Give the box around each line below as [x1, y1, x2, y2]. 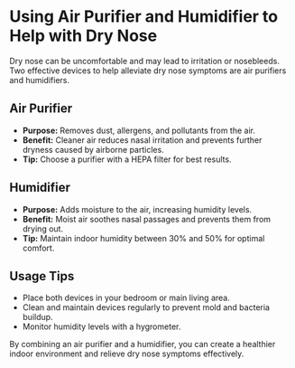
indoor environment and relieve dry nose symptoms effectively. [9, 348, 244, 359]
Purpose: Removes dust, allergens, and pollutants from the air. [22, 125, 255, 136]
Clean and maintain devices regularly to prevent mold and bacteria [22, 302, 271, 313]
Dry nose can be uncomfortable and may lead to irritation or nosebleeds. [9, 55, 280, 66]
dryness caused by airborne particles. [22, 144, 164, 155]
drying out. [22, 223, 64, 234]
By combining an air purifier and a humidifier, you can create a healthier [9, 339, 276, 350]
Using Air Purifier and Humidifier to [9, 6, 278, 27]
